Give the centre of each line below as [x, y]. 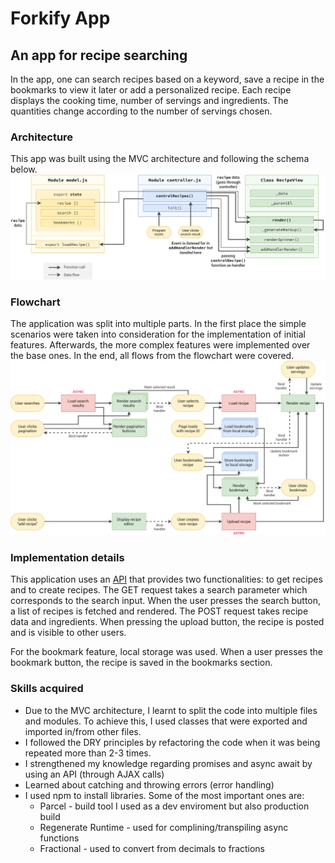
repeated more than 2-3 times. [88, 753]
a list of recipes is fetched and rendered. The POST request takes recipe [159, 611]
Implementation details [67, 557]
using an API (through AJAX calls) [94, 774]
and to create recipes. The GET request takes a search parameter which [159, 590]
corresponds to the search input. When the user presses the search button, [166, 601]
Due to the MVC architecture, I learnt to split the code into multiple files [171, 710]
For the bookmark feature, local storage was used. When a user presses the [167, 652]
